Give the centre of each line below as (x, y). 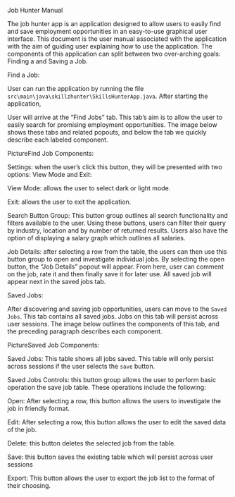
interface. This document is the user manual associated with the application (117, 39)
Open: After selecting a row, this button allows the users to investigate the (114, 401)
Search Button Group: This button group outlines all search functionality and (118, 215)
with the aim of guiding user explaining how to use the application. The (110, 46)
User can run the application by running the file (76, 88)
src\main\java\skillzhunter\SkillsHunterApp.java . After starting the (108, 96)
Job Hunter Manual (35, 10)
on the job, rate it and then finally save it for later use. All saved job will (110, 274)
